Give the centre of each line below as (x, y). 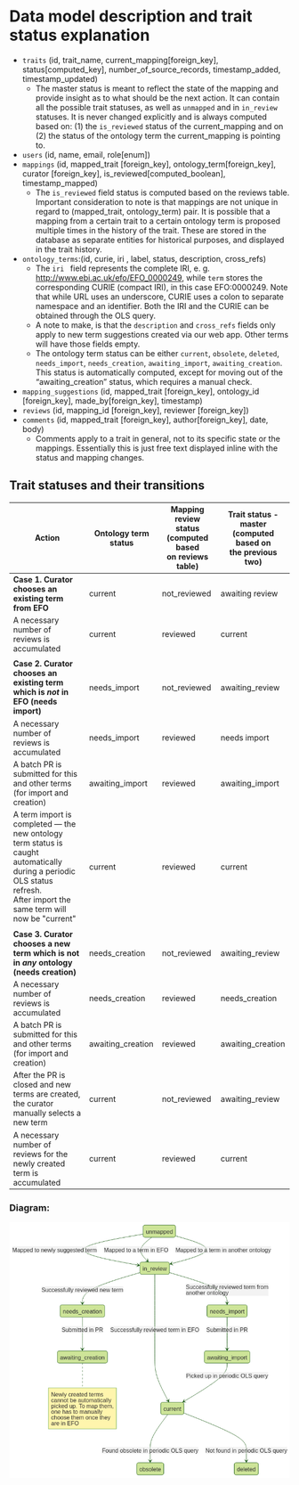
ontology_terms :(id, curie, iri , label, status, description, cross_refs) (144, 258)
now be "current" (44, 918)
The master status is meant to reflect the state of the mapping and (157, 88)
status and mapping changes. (90, 457)
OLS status (33, 881)
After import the (42, 900)
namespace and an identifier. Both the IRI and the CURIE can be (152, 306)
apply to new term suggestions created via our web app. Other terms (162, 334)
